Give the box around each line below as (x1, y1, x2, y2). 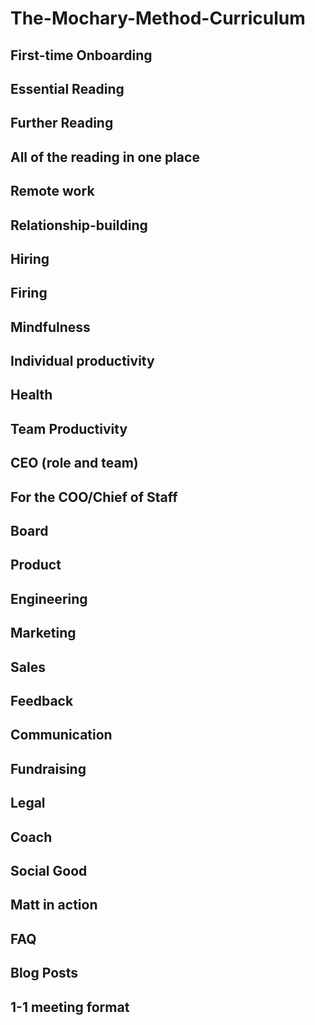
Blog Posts (10, 965, 79, 982)
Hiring (10, 250, 50, 267)
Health (10, 387, 53, 404)
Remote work (10, 183, 95, 200)
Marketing (10, 625, 77, 642)
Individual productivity (10, 353, 155, 370)
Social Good (10, 862, 88, 879)
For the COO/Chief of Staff (10, 488, 178, 506)
